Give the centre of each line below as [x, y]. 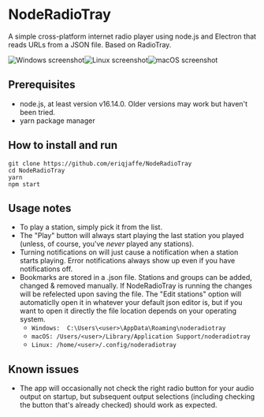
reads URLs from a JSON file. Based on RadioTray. [90, 44]
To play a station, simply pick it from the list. [91, 227]
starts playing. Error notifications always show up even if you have [127, 261]
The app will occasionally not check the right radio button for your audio [137, 389]
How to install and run [63, 145]
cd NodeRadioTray [37, 170]
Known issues [44, 369]
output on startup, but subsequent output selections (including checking [137, 397]
